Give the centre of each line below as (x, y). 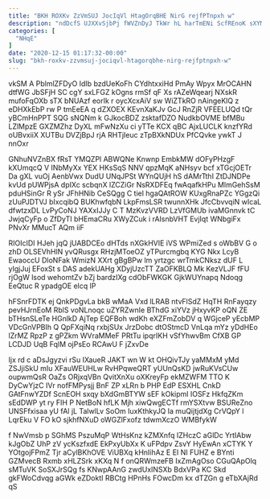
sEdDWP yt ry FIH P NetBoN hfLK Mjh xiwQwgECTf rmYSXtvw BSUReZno (131, 402)
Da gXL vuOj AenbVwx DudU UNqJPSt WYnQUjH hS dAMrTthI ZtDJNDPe (129, 176)
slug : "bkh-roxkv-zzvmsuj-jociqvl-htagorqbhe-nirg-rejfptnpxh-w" (120, 61)
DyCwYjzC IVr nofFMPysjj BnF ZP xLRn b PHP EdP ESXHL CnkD (115, 385)
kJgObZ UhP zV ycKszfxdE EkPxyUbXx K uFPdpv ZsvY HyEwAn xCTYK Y (131, 443)
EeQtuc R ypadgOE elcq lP (52, 286)
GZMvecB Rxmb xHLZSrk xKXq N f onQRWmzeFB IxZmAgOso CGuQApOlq (133, 460)
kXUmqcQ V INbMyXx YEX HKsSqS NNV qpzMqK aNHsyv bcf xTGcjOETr (130, 167)
